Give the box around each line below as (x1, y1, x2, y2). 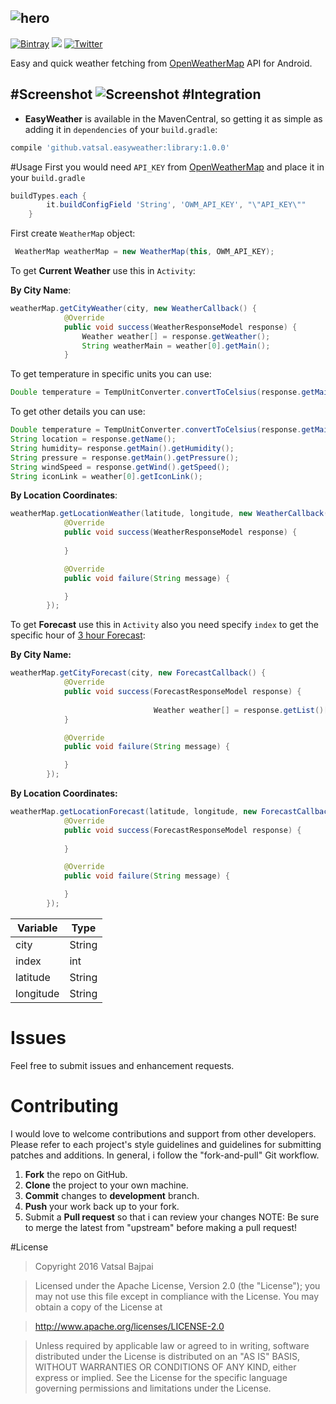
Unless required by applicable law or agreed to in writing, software (34, 1339, 310, 1351)
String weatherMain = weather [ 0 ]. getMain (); (81, 341, 271, 351)
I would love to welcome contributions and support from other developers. (10, 1127, 317, 1140)
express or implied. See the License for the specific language (34, 1371, 288, 1383)
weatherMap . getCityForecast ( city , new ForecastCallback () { (10, 668, 267, 678)
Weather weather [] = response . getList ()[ (153, 705, 329, 715)
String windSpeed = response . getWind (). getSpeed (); (10, 462, 230, 472)
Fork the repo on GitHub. (24, 1168, 128, 1180)
